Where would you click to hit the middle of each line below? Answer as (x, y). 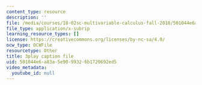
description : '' (26, 17)
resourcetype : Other (32, 51)
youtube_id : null (33, 73)
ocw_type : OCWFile (29, 45)
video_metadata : (26, 67)
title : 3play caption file (40, 56)
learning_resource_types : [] (43, 34)
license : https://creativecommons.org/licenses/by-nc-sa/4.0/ (86, 40)
